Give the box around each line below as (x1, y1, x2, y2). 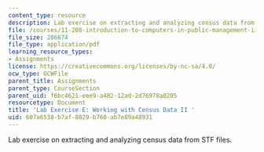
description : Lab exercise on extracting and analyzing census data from (8, 19, 255, 27)
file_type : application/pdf (8, 41, 101, 49)
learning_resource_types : (8, 48, 93, 56)
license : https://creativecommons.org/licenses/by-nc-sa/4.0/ (8, 63, 216, 71)
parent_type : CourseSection (8, 84, 101, 92)
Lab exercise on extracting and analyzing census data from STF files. (8, 135, 233, 144)
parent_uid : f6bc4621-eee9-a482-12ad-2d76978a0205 (8, 92, 178, 100)
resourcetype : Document (8, 99, 86, 107)
